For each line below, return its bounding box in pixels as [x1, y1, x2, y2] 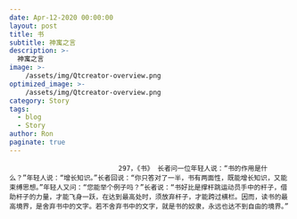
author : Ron [9, 130, 54, 139]
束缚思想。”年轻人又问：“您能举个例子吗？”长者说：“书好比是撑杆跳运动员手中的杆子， [9, 182, 281, 192]
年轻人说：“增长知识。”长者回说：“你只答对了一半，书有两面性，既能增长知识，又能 [26, 173, 288, 182]
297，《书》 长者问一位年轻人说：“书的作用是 [118, 164, 261, 173]
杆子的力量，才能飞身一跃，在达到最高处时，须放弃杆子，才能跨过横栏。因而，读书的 [15, 192, 282, 201]
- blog [17, 113, 42, 122]
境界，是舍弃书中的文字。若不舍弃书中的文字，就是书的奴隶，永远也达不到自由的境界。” [15, 202, 289, 211]
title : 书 [9, 29, 45, 38]
